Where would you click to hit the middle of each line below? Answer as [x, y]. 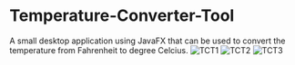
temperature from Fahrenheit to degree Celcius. [99, 50]
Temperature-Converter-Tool [122, 16]
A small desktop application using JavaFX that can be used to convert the [147, 41]
